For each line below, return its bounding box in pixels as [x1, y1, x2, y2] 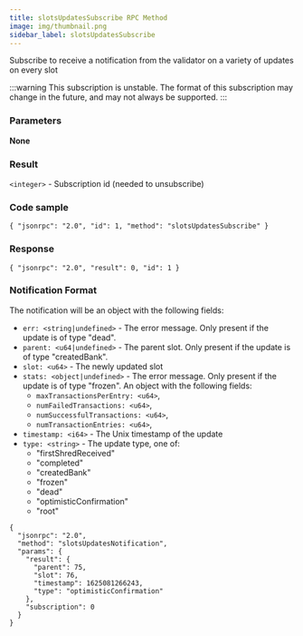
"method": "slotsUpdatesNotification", [17, 539, 168, 548]
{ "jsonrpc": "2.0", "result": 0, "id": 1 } [9, 263, 180, 272]
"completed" [35, 457, 84, 468]
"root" [35, 505, 60, 516]
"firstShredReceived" [35, 447, 116, 458]
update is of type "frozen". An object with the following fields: [22, 380, 252, 391]
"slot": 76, [33, 571, 79, 580]
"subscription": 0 [25, 602, 95, 612]
